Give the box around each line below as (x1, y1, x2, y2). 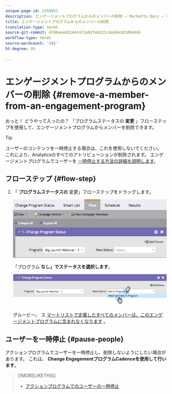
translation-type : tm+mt (5, 25, 58, 30)
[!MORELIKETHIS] (17, 372, 56, 379)
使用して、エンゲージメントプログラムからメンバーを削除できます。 (14, 124, 157, 130)
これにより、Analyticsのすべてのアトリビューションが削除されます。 (5, 152, 149, 158)
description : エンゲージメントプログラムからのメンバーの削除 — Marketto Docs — (5, 13, 164, 19)
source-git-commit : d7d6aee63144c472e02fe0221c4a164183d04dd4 (5, 30, 141, 35)
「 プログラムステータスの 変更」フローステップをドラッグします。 (12, 189, 154, 195)
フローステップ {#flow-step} (5, 174, 96, 183)
